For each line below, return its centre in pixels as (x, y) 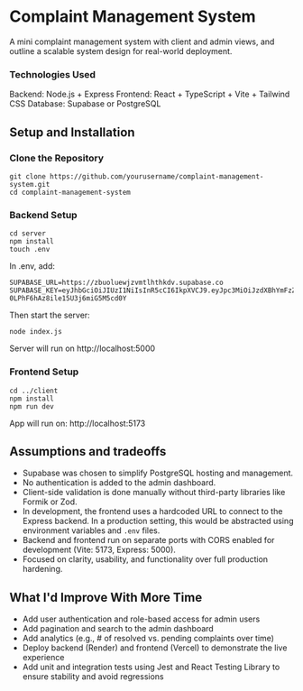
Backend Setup (44, 215)
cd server (28, 234)
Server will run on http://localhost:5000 (83, 348)
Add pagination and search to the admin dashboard (118, 629)
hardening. (42, 569)
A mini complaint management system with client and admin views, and (142, 41)
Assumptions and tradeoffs (88, 451)
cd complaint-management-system (70, 192)
